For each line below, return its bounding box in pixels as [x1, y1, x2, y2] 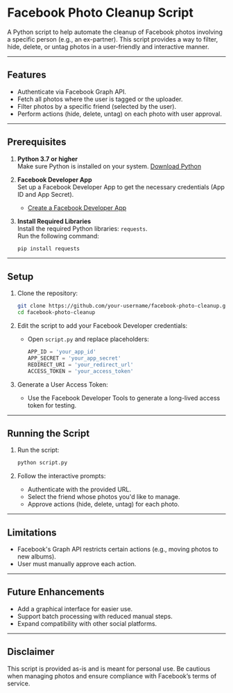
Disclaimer [7, 646, 55, 658]
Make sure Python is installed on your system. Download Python [17, 161, 202, 170]
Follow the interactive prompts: [17, 472, 106, 480]
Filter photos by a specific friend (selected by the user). [17, 102, 177, 110]
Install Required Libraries [17, 217, 92, 225]
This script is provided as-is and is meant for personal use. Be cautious [7, 664, 211, 673]
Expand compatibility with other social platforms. [17, 619, 157, 628]
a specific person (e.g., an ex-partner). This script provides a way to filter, [7, 35, 218, 43]
